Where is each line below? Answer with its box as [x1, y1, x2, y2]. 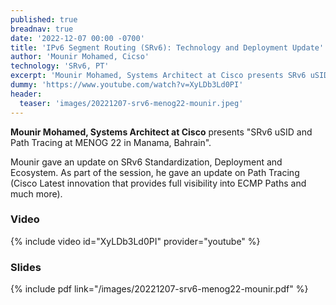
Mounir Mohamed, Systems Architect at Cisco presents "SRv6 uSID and [10, 126, 313, 138]
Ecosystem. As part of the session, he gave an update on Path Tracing [10, 166, 300, 178]
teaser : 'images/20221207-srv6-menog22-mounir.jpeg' [19, 98, 244, 108]
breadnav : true [10, 24, 74, 34]
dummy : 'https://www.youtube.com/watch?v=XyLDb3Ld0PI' [10, 80, 244, 90]
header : [10, 89, 43, 99]
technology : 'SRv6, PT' [10, 61, 110, 71]
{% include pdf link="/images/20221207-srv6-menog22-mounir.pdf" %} [10, 283, 309, 295]
